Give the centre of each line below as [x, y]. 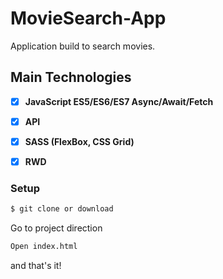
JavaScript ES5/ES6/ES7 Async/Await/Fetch [119, 101]
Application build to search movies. [83, 46]
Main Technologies [71, 77]
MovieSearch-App [88, 18]
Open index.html [44, 247]
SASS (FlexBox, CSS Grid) [79, 141]
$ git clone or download [62, 209]
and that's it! [36, 266]
